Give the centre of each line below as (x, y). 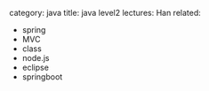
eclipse (35, 67)
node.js (36, 58)
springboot (42, 77)
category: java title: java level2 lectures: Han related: (105, 13)
